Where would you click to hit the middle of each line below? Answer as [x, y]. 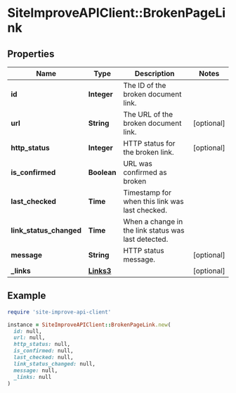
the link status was [153, 230]
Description [155, 73]
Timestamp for [147, 193]
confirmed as [145, 172]
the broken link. [148, 152]
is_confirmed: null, [44, 351]
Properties [31, 54]
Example [27, 296]
